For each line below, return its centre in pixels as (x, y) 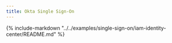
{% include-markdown (33, 28)
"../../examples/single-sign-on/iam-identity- (114, 28)
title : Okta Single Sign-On (40, 11)
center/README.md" (31, 34)
